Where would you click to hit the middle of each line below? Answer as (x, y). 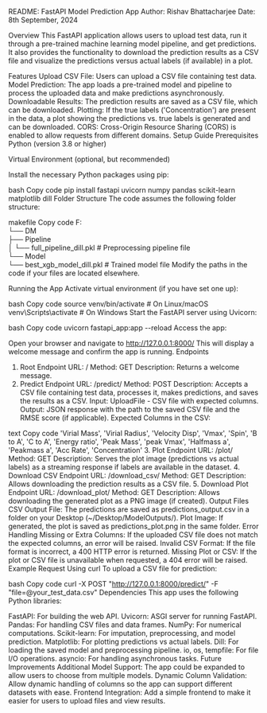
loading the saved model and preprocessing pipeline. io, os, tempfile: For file (133, 650)
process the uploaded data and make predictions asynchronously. (116, 93)
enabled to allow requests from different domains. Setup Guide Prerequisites (133, 135)
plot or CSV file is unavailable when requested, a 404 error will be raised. (128, 560)
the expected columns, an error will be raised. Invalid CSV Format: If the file (132, 543)
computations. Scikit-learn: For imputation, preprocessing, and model (122, 633)
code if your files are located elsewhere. (74, 273)
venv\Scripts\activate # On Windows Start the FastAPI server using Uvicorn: (133, 312)
